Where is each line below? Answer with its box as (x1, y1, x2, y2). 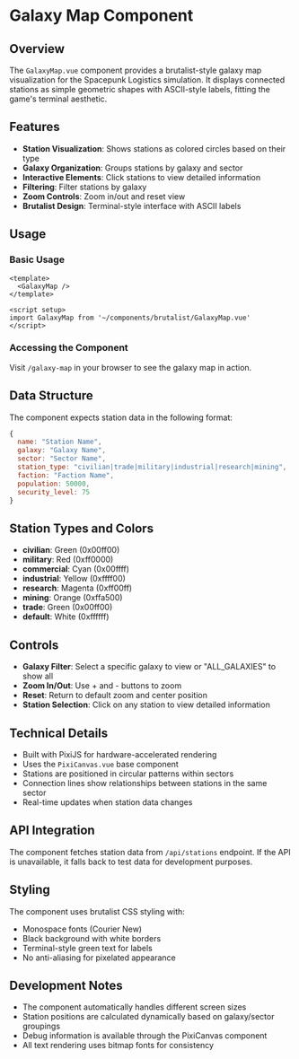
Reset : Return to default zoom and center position (22, 690, 208, 701)
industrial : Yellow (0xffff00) (22, 573, 126, 584)
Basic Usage (9, 253, 66, 266)
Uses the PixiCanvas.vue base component (22, 758, 180, 769)
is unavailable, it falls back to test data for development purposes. (9, 856, 253, 867)
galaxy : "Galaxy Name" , (17, 446, 106, 455)
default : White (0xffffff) (22, 611, 110, 622)
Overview (9, 41, 66, 57)
